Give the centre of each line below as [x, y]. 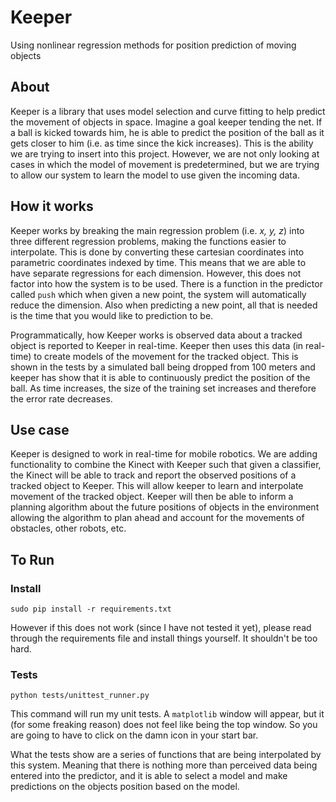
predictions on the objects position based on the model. [125, 787]
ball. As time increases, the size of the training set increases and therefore [163, 388]
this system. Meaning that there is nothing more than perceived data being [164, 765]
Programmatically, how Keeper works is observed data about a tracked [156, 335]
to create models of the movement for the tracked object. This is [166, 356]
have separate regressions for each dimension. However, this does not [156, 273]
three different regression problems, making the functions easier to [148, 241]
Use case [40, 429]
